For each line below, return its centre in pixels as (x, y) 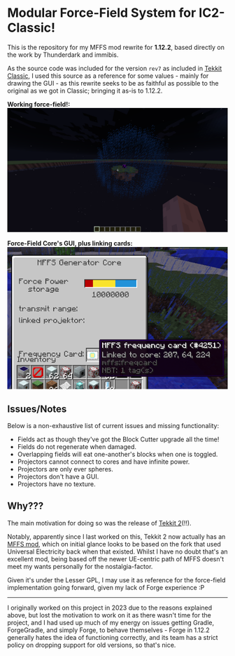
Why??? (26, 506)
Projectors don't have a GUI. (58, 476)
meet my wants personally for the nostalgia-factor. (80, 566)
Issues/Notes (37, 409)
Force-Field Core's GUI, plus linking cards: (70, 243)
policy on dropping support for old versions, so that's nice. (92, 645)
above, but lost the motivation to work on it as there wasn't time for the (109, 615)
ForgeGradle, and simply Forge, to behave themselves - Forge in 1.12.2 (108, 630)
